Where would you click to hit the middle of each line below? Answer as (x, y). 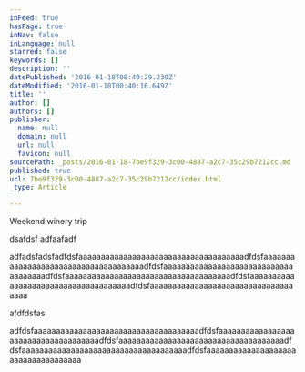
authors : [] (32, 111)
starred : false (38, 52)
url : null (36, 145)
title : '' (28, 94)
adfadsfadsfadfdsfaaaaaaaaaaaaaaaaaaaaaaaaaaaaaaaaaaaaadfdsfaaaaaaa (152, 257)
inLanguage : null (42, 43)
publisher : (30, 119)
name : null (38, 129)
